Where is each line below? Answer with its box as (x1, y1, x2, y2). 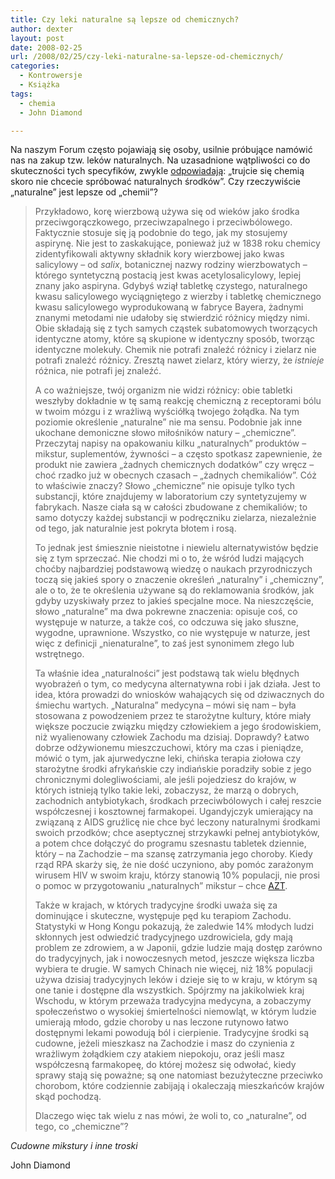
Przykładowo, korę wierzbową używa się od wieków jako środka (34, 206, 300, 218)
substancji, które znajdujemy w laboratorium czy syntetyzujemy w (34, 491, 308, 503)
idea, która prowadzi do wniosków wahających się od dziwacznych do (34, 689, 325, 701)
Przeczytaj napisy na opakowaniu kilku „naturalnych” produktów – (34, 437, 307, 450)
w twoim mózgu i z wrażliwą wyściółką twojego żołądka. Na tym (34, 406, 300, 418)
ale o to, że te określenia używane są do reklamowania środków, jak (34, 584, 315, 596)
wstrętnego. (34, 648, 85, 660)
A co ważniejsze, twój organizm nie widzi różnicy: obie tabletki (34, 384, 293, 396)
